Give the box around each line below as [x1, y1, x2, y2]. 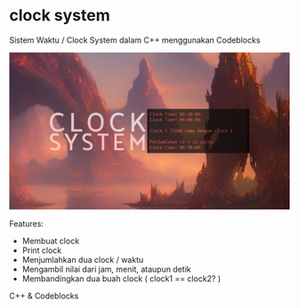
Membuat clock [21, 236, 80, 247]
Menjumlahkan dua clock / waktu [21, 255, 144, 265]
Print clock [21, 245, 62, 256]
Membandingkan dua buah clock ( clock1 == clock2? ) [21, 273, 222, 284]
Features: [9, 218, 44, 229]
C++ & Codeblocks [9, 290, 79, 302]
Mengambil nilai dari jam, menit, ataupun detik [21, 264, 191, 275]
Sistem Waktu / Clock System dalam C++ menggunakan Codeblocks [9, 35, 261, 45]
